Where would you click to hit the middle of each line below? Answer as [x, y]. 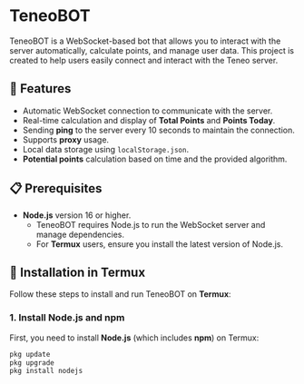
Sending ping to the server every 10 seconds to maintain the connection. [158, 130]
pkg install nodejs [46, 371]
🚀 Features [40, 89]
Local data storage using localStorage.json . [105, 149]
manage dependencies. [80, 234]
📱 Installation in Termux [78, 272]
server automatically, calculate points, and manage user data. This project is [152, 50]
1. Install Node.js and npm [67, 318]
